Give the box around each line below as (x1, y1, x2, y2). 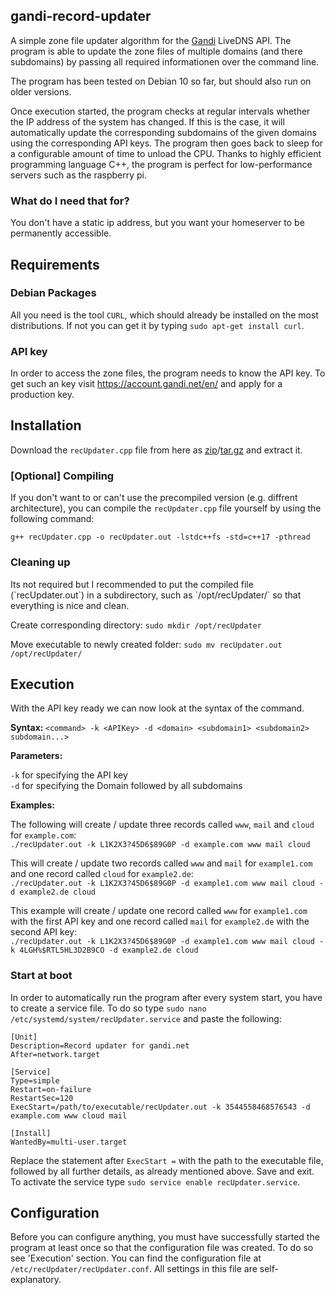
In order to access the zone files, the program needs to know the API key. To (10, 367, 326, 379)
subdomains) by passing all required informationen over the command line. (10, 55, 320, 68)
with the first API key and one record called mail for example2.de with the (10, 915, 310, 928)
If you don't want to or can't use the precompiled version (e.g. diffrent (10, 492, 298, 504)
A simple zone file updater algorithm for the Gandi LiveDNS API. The (10, 34, 292, 46)
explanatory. (10, 1274, 62, 1286)
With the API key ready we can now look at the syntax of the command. (10, 702, 305, 714)
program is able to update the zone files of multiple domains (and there (10, 45, 303, 57)
